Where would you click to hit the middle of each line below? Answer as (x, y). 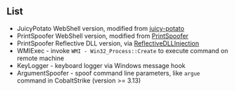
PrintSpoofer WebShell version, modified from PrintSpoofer (103, 36)
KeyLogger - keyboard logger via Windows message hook (101, 65)
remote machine (40, 58)
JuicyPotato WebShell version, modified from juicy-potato (100, 28)
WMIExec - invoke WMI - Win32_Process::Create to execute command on (122, 50)
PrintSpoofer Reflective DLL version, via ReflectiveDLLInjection (108, 43)
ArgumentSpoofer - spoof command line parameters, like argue (108, 73)
